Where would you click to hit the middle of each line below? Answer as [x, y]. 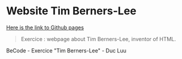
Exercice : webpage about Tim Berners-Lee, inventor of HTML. [98, 39]
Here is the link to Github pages [45, 27]
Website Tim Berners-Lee [71, 11]
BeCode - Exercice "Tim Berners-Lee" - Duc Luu [66, 50]
